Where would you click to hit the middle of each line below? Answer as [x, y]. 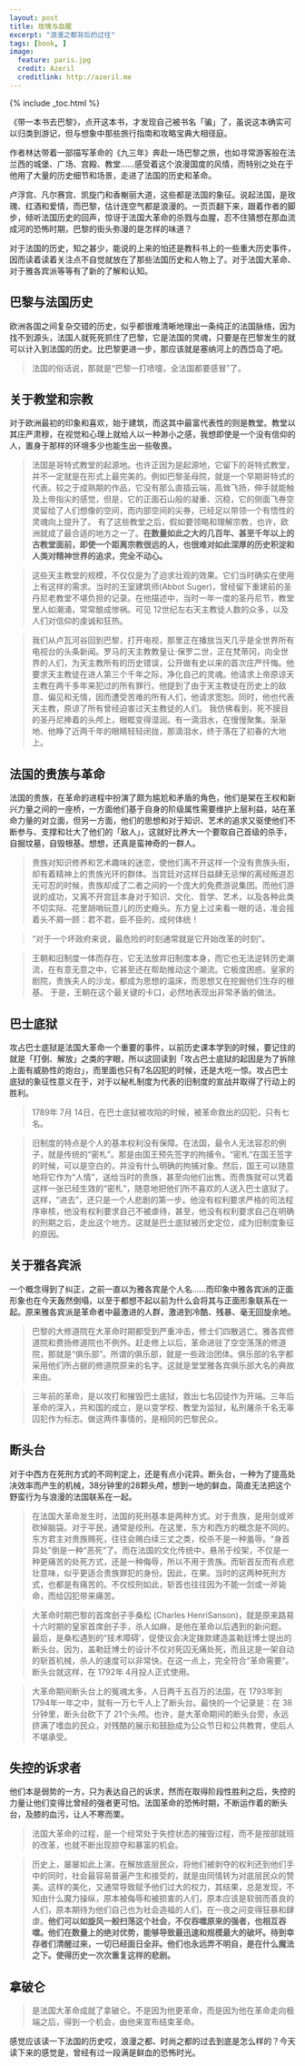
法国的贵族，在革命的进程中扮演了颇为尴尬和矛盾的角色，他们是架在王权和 [148, 798]
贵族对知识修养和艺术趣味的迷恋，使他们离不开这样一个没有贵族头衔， [163, 863]
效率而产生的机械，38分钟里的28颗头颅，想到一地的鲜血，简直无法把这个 [154, 1485]
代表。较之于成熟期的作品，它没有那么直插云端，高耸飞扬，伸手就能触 [163, 488]
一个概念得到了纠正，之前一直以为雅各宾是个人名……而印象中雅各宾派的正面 [152, 1289]
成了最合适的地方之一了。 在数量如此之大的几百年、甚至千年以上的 [171, 533]
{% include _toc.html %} [55, 103]
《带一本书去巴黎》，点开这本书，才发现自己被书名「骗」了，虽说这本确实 [147, 122]
